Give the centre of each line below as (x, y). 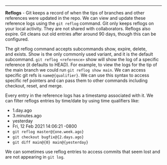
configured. (17, 39)
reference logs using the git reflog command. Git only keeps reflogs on (80, 23)
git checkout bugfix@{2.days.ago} (48, 137)
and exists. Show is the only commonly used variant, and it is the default (79, 54)
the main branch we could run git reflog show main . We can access (75, 70)
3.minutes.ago (27, 116)
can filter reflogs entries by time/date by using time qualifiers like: (72, 101)
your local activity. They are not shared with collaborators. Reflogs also (78, 29)
